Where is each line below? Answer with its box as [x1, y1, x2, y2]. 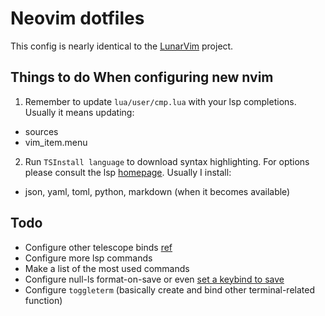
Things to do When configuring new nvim [10, 69, 274, 86]
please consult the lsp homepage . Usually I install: [24, 166, 232, 178]
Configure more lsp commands [24, 252, 153, 264]
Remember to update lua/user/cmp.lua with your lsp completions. [24, 95, 297, 107]
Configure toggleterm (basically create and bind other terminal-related [24, 283, 315, 296]
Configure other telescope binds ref [24, 241, 173, 253]
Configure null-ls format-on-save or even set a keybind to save [24, 273, 285, 285]
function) [24, 294, 63, 306]
